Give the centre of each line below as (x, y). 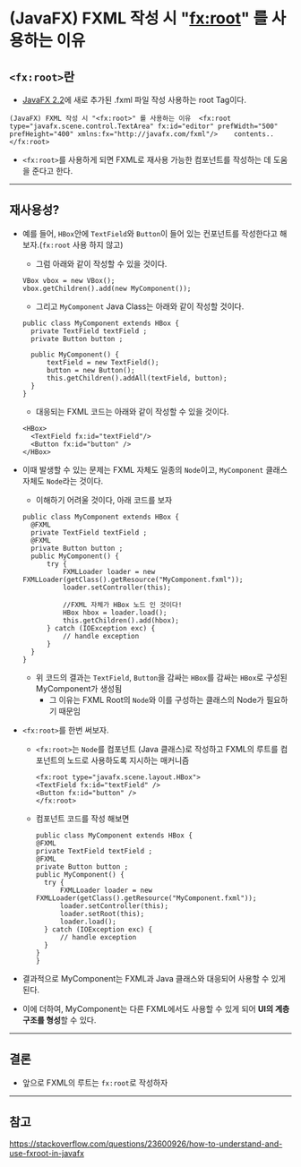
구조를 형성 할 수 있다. (59, 1020)
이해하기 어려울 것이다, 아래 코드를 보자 (104, 500)
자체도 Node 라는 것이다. (63, 481)
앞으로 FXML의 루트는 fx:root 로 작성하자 (95, 1082)
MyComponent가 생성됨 (79, 688)
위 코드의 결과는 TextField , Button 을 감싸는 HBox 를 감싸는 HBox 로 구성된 (162, 677)
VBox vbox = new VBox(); (69, 280)
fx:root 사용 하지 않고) (82, 245)
